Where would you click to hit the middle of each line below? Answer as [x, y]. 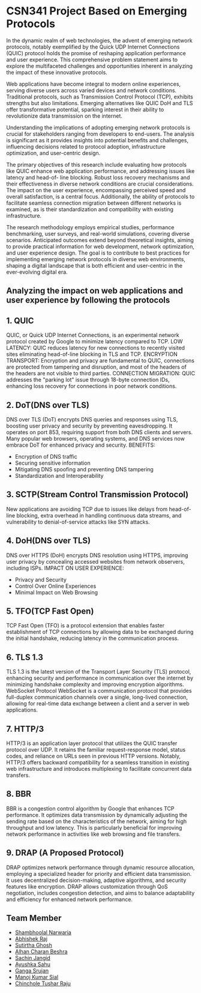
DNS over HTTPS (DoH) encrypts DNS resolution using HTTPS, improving [97, 555]
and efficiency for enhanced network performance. [70, 899]
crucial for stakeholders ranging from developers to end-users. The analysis [100, 134]
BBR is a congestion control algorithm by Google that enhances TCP [91, 808]
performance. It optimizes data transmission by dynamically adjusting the [97, 815]
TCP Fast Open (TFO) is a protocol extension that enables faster [85, 626]
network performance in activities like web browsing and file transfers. [94, 834]
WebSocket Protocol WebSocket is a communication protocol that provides [99, 691]
